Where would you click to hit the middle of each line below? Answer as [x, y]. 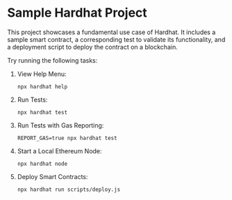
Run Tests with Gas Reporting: [60, 125]
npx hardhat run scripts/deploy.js [69, 190]
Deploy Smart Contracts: [52, 176]
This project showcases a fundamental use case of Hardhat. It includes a [111, 32]
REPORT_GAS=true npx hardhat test [67, 138]
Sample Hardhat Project [77, 13]
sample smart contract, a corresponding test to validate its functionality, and [116, 39]
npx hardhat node [42, 164]
